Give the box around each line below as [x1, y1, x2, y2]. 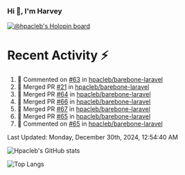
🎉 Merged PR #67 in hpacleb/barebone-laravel [17, 105, 150, 113]
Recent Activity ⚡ [7, 48, 109, 63]
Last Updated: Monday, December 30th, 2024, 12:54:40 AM [7, 133, 179, 142]
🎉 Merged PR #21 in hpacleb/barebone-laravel [17, 83, 150, 91]
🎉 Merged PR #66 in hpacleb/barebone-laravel [17, 97, 151, 106]
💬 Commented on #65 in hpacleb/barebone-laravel [17, 119, 163, 128]
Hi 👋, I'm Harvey [7, 6, 62, 16]
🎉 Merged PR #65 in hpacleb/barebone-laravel [17, 112, 151, 121]
